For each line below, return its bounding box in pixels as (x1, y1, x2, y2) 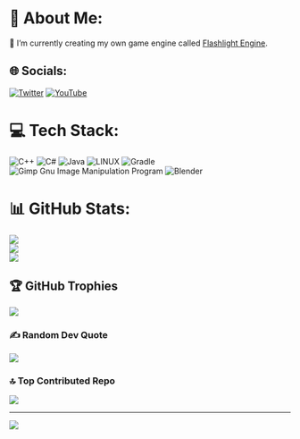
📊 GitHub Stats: (9, 198, 131, 218)
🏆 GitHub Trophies (9, 279, 119, 294)
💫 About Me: (9, 8, 104, 29)
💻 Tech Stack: (9, 120, 120, 140)
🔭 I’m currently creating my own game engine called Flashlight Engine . (9, 38, 268, 48)
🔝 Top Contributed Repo (9, 375, 116, 387)
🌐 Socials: (9, 63, 68, 79)
